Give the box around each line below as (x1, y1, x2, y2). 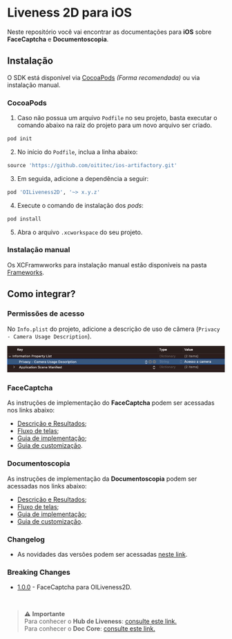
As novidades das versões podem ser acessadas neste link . (17, 551, 188, 559)
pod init (7, 135, 32, 142)
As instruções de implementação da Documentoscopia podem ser (7, 475, 197, 483)
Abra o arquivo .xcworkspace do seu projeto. (17, 228, 143, 236)
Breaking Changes (7, 567, 71, 577)
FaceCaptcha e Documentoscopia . (7, 35, 109, 43)
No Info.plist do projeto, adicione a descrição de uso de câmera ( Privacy (7, 325, 220, 333)
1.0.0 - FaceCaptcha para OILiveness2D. (17, 583, 133, 591)
